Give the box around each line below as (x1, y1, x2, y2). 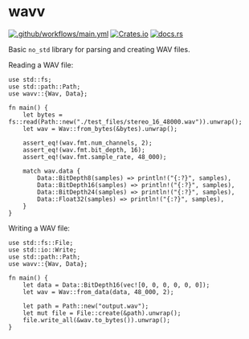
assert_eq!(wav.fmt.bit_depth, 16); (22, 145, 146, 154)
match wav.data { (22, 167, 81, 175)
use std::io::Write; (8, 246, 78, 254)
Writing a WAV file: (8, 223, 71, 233)
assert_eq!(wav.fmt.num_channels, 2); (22, 139, 153, 147)
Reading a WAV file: (8, 59, 74, 70)
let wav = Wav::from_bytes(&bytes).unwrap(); (22, 125, 178, 133)
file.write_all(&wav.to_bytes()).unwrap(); (22, 316, 171, 324)
